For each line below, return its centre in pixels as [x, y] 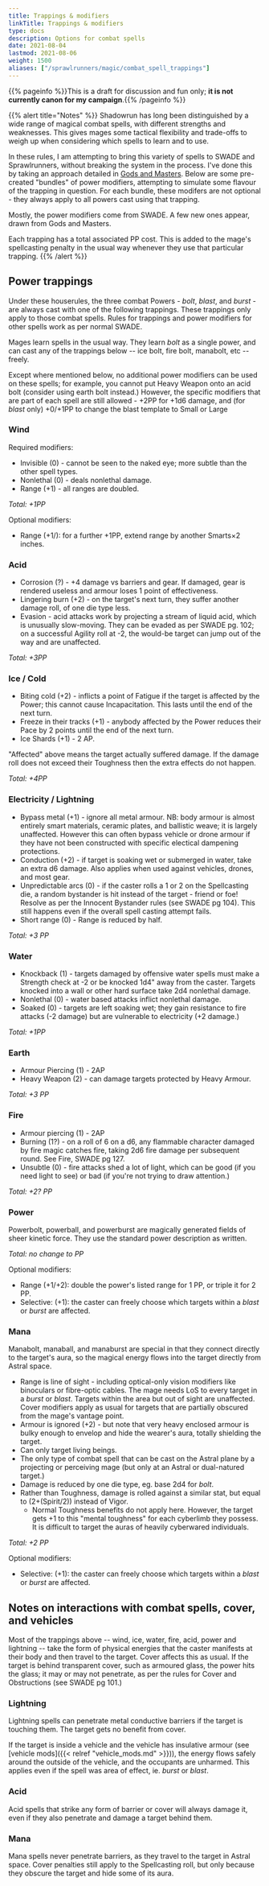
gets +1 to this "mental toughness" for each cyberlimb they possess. [145, 1519]
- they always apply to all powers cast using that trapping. [104, 199]
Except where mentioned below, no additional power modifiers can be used [133, 374]
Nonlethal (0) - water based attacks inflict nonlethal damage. [120, 1000]
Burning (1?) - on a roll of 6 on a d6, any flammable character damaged [137, 1141]
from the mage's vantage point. [72, 1416]
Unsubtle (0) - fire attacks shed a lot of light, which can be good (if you [137, 1167]
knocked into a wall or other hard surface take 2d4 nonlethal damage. [135, 991]
